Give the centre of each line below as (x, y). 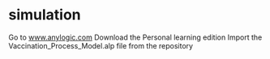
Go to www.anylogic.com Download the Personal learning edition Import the (135, 37)
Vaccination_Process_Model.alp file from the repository (101, 45)
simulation (45, 15)
